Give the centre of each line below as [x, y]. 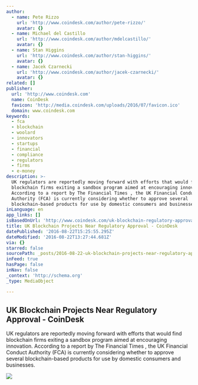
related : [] [21, 83]
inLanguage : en [25, 210]
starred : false [25, 248]
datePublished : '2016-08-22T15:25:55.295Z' [60, 231]
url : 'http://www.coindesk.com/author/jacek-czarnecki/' [88, 72]
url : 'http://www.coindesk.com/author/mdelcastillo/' [84, 39]
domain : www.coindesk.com [43, 111]
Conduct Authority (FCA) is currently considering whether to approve [90, 352]
